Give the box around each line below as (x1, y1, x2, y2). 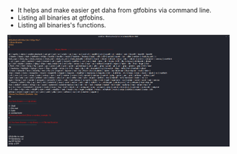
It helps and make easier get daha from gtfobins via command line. (17, 6, 212, 14)
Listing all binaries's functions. (17, 21, 107, 29)
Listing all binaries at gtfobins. (17, 13, 105, 22)
